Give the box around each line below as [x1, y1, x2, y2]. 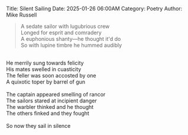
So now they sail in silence [6, 123, 71, 129]
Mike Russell [6, 11, 37, 18]
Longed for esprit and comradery [20, 29, 102, 36]
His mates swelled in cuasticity [6, 66, 82, 73]
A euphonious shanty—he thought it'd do [20, 36, 121, 42]
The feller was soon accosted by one [6, 72, 96, 79]
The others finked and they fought [6, 110, 90, 117]
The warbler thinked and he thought [6, 104, 94, 110]
